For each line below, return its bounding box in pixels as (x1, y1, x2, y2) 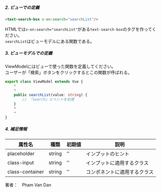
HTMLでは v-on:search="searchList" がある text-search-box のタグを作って (5, 26, 152, 32)
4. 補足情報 (5, 126, 28, 132)
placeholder (7, 150, 35, 157)
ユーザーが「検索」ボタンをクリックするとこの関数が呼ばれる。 (5, 69, 132, 75)
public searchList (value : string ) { (14, 92, 88, 98)
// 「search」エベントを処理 (22, 97, 74, 102)
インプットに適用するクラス (86, 160, 149, 166)
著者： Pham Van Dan (5, 182, 52, 188)
